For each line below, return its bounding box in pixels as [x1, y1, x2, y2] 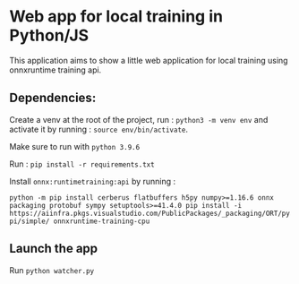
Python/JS [9, 25, 90, 46]
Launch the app [9, 241, 98, 256]
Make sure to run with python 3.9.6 [9, 141, 141, 151]
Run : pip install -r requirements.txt [9, 159, 155, 169]
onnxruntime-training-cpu [53, 217, 150, 226]
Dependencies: [9, 90, 97, 106]
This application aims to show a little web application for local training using [9, 55, 288, 65]
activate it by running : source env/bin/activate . [9, 124, 188, 134]
